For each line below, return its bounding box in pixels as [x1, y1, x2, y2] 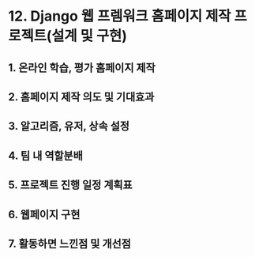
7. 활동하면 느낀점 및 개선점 [8, 236, 132, 250]
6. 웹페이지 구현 [8, 207, 81, 221]
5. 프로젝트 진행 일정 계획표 [8, 179, 133, 192]
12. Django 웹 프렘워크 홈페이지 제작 [8, 7, 231, 25]
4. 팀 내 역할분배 [8, 149, 83, 162]
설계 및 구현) [51, 27, 128, 45]
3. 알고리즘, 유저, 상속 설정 [8, 119, 130, 133]
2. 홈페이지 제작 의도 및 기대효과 [8, 90, 155, 104]
